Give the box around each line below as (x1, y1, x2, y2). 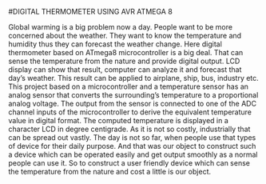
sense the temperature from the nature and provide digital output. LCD (8, 56, 240, 66)
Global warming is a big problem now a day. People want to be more (8, 22, 233, 31)
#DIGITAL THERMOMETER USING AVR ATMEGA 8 (8, 7, 173, 16)
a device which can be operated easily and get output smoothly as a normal (8, 150, 258, 159)
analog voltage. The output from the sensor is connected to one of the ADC (8, 99, 257, 108)
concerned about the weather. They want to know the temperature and (8, 31, 242, 40)
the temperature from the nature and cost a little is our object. (8, 167, 212, 176)
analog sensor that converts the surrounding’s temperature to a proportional (8, 90, 259, 99)
